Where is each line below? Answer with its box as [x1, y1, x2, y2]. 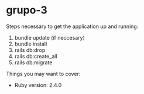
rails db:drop [14, 46, 46, 53]
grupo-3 [6, 4, 48, 17]
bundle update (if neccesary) [14, 34, 85, 41]
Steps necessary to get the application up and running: [6, 23, 139, 30]
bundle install [14, 40, 47, 47]
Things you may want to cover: [6, 70, 81, 77]
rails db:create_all [14, 53, 57, 60]
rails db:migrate [14, 59, 53, 66]
